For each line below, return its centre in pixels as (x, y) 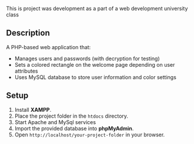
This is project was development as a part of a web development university (97, 8)
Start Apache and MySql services (55, 122)
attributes (26, 71)
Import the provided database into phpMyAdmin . (74, 128)
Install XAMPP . (33, 109)
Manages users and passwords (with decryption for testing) (87, 59)
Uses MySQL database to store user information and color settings (95, 77)
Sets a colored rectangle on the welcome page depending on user (95, 64)
